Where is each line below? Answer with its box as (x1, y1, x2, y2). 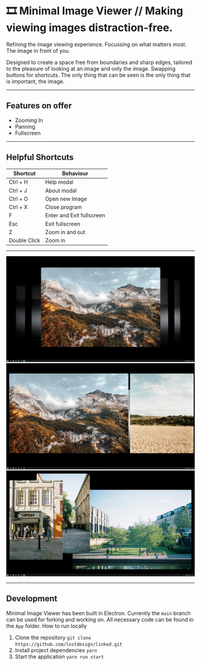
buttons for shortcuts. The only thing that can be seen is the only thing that (6, 71, 191, 78)
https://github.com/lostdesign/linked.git (14, 641, 123, 647)
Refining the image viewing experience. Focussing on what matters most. (6, 41, 187, 48)
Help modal (45, 178, 74, 185)
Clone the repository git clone (14, 634, 92, 641)
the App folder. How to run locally (6, 622, 87, 629)
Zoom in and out (45, 228, 86, 236)
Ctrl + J (8, 187, 28, 194)
